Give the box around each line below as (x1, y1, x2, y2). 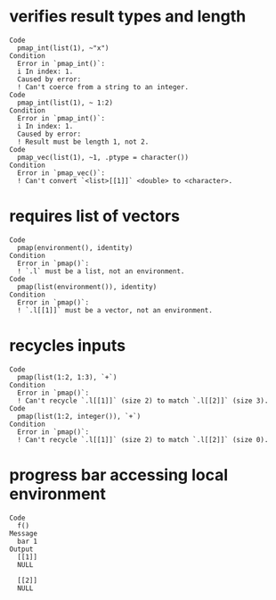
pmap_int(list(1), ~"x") (17, 43, 110, 53)
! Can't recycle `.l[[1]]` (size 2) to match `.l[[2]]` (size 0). (17, 435, 269, 444)
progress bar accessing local (9, 465, 229, 485)
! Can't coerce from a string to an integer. (17, 82, 190, 91)
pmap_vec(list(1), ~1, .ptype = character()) (17, 153, 190, 162)
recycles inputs (9, 336, 126, 356)
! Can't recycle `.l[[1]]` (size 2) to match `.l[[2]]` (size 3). (17, 396, 269, 405)
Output (9, 545, 34, 554)
